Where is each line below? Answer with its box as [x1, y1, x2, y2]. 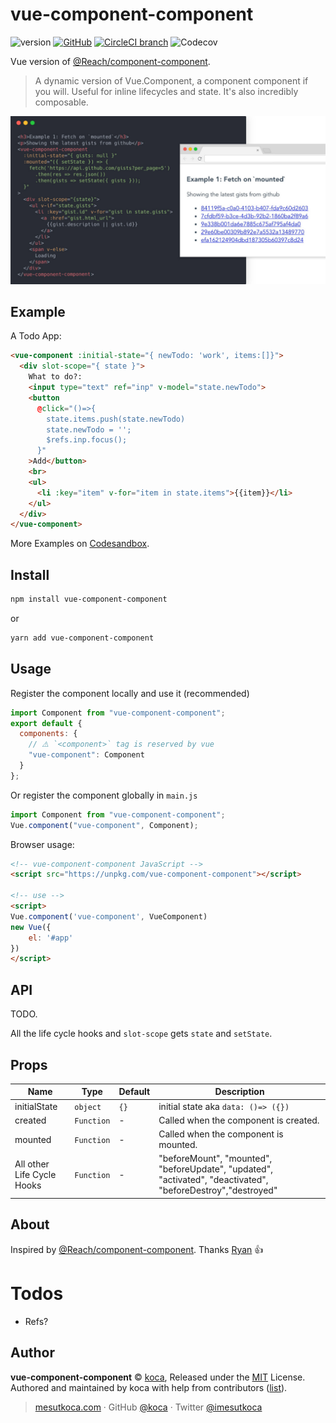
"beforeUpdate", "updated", [158, 1163, 273, 1175]
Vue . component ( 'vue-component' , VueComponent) [10, 911, 208, 922]
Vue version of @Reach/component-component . [10, 55, 211, 67]
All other [14, 1158, 50, 1170]
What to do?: [28, 372, 83, 382]
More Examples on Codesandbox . [10, 538, 150, 550]
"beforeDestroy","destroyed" [158, 1184, 278, 1197]
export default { [10, 718, 83, 728]
